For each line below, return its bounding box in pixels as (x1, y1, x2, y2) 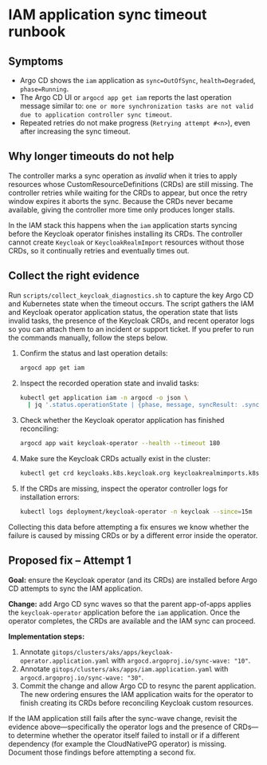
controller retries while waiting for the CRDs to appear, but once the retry (8, 188, 248, 197)
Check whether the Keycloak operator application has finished (19, 416, 225, 425)
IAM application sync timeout (8, 6, 207, 24)
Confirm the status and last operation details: (19, 348, 169, 357)
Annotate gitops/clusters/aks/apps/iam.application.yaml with (19, 663, 229, 673)
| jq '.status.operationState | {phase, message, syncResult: (27, 401, 238, 409)
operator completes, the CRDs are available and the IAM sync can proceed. (8, 616, 256, 625)
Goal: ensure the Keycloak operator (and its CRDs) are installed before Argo (8, 575, 257, 584)
